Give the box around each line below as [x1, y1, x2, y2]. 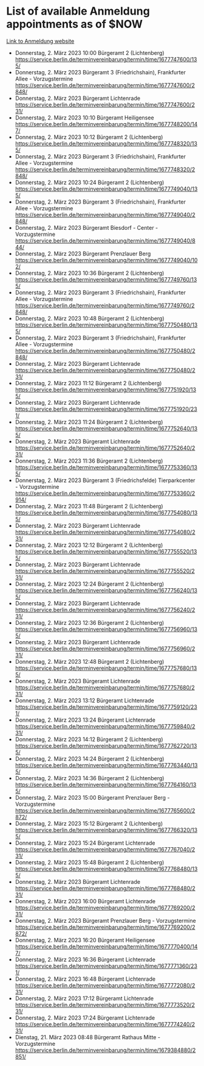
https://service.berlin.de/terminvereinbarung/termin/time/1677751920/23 [15, 405, 197, 413]
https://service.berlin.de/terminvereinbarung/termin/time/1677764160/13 [15, 781, 197, 788]
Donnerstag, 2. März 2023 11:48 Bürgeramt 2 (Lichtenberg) [15, 502, 163, 510]
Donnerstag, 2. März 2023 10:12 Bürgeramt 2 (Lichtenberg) [15, 133, 163, 141]
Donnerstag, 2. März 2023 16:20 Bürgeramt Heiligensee [15, 936, 155, 943]
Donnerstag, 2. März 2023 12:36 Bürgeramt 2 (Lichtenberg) [15, 619, 165, 626]
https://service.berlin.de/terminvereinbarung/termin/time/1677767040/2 [15, 845, 195, 853]
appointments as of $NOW [6, 17, 143, 31]
